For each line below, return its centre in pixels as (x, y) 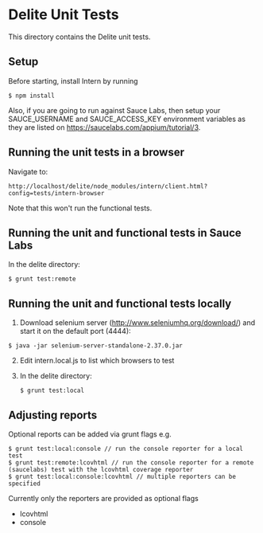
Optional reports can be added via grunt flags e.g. (90, 434)
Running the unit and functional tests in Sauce (125, 233)
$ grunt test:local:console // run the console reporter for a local (126, 449)
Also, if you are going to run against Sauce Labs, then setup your (114, 110)
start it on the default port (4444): (75, 331)
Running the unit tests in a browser (97, 153)
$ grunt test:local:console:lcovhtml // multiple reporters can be (122, 476)
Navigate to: (28, 171)
